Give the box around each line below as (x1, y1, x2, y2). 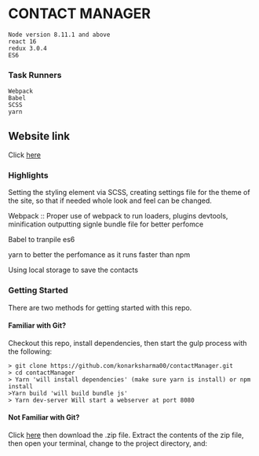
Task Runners (8, 69, 62, 80)
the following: (8, 347, 53, 356)
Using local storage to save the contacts (8, 265, 139, 275)
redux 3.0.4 (8, 44, 47, 52)
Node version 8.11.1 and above (8, 31, 111, 39)
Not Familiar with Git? (8, 413, 80, 422)
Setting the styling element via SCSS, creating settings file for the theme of (8, 188, 250, 197)
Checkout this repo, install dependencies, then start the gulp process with (8, 338, 247, 348)
